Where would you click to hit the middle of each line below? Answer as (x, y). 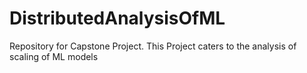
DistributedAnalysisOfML (117, 18)
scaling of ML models (54, 56)
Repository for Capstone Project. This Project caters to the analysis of (153, 46)
